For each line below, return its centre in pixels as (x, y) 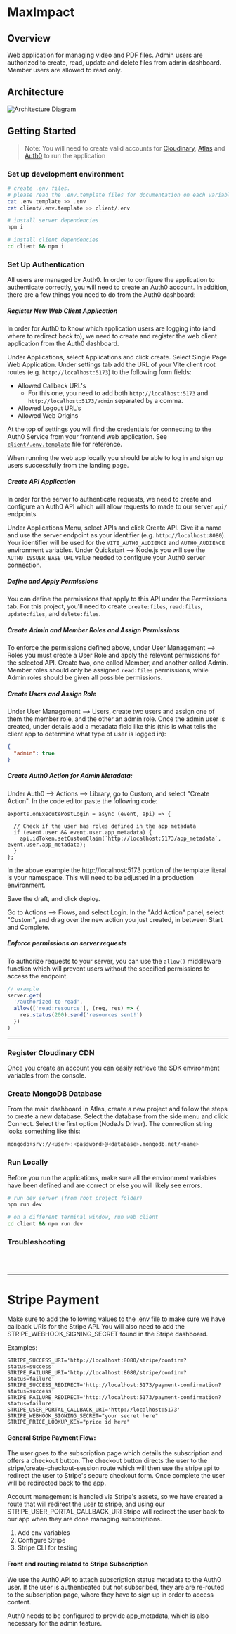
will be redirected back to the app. (57, 1483)
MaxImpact (41, 12)
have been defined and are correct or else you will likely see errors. (105, 1185)
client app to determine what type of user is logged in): (87, 734)
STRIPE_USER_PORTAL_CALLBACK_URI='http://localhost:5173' (94, 1410)
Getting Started (42, 131)
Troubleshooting (36, 1242)
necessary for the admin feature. (55, 1623)
